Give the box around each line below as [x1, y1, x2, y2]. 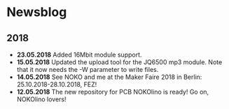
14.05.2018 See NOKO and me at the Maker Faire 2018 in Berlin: [16, 73, 202, 81]
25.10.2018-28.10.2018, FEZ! [16, 80, 97, 88]
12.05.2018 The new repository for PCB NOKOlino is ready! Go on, [16, 88, 209, 96]
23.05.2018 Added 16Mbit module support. [16, 50, 142, 59]
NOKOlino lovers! [16, 95, 67, 103]
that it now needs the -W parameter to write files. [16, 66, 159, 73]
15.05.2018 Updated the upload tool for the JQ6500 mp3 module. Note [16, 58, 223, 66]
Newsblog [6, 4, 67, 20]
